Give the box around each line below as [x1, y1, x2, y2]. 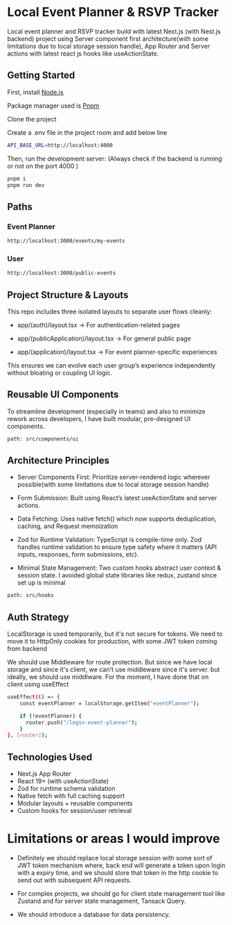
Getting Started [7, 69, 75, 81]
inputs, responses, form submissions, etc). [17, 550, 139, 559]
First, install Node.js [7, 88, 64, 96]
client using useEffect [7, 680, 69, 689]
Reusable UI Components [7, 388, 119, 400]
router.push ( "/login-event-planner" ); [25, 719, 138, 726]
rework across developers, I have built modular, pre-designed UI [7, 414, 191, 423]
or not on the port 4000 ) [7, 161, 78, 170]
